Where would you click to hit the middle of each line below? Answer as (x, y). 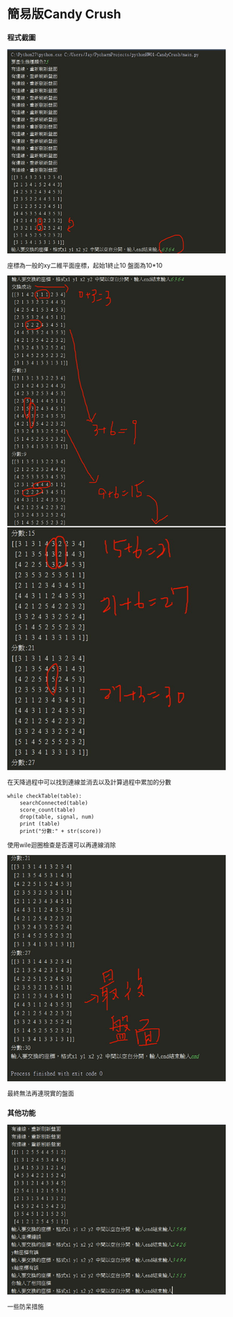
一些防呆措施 (25, 1306)
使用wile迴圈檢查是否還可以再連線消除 (62, 845)
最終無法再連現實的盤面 (41, 1093)
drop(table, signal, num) (57, 817)
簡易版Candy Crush (64, 14)
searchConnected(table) (54, 803)
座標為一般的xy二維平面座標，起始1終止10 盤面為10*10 (85, 265)
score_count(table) (48, 810)
